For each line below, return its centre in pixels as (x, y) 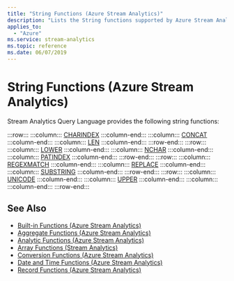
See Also (27, 209)
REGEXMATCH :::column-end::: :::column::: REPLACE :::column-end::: (107, 164)
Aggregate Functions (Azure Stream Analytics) (84, 233)
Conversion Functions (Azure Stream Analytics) (85, 255)
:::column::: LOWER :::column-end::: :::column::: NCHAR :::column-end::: (110, 149)
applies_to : (24, 26)
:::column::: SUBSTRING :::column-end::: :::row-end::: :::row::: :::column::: (111, 172)
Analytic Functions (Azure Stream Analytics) (80, 240)
